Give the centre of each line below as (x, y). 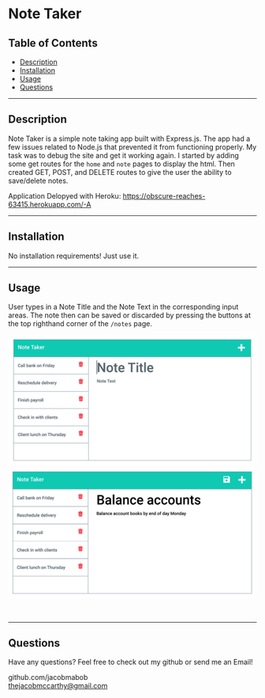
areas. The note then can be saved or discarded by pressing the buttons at (129, 315)
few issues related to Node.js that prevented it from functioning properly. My (132, 146)
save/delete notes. (38, 180)
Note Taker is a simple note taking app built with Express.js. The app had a (129, 138)
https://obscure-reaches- (164, 195)
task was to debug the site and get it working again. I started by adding (123, 155)
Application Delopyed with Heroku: (65, 195)
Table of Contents (53, 43)
